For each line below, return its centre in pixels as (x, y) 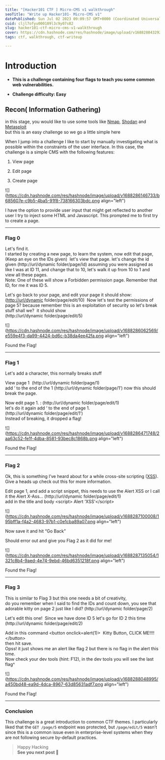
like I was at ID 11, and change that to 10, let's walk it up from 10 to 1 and (78, 269)
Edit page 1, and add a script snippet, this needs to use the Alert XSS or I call (82, 491)
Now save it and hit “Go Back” (36, 531)
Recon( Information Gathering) (53, 110)
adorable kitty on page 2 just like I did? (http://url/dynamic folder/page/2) (79, 608)
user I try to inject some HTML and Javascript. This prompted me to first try (82, 215)
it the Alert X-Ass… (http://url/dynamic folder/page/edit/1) (63, 496)
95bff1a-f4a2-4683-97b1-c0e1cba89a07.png (50, 521)
